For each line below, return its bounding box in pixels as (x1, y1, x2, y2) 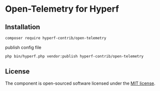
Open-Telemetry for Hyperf (5, 3, 119, 15)
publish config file (5, 44, 42, 50)
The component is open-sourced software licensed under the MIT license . (5, 80, 156, 86)
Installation (5, 23, 40, 31)
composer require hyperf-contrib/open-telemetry (5, 36, 107, 40)
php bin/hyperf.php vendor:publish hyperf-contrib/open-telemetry (5, 54, 144, 59)
